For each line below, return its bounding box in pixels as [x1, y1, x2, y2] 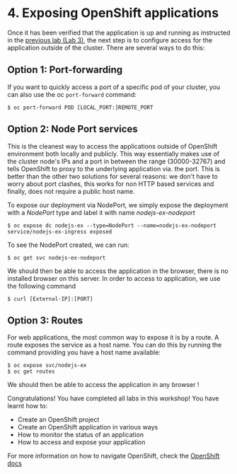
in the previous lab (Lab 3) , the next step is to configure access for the [7, 35, 213, 44]
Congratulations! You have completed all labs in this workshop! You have [7, 394, 219, 403]
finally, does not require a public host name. [7, 187, 136, 195]
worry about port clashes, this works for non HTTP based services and [7, 179, 214, 188]
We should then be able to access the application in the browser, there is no [7, 267, 229, 275]
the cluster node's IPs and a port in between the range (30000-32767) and [7, 157, 226, 166]
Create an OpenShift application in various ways [17, 423, 158, 432]
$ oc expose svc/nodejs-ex [7, 362, 87, 369]
